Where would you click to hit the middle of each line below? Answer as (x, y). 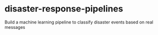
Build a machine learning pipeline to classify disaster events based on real (79, 22)
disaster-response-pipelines (64, 9)
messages (15, 27)
